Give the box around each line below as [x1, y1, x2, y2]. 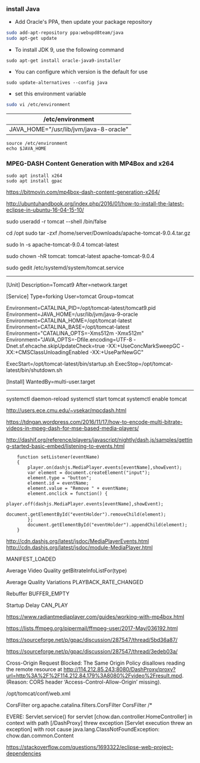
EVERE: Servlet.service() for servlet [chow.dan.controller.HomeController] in [6, 713, 193, 720]
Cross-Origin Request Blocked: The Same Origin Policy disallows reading [6, 659, 186, 666]
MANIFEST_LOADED [6, 556, 57, 563]
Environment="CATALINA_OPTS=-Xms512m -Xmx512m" [6, 330, 144, 337]
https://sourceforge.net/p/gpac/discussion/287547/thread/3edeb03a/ [6, 648, 178, 655]
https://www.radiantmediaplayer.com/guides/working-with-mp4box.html [6, 613, 185, 621]
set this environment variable [14, 90, 86, 97]
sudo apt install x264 [6, 173, 62, 179]
